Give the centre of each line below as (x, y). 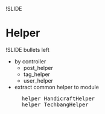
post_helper (38, 68)
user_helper (38, 80)
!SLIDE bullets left (27, 49)
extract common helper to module (56, 87)
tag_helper (37, 74)
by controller (30, 61)
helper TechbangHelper (55, 104)
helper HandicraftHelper (58, 98)
